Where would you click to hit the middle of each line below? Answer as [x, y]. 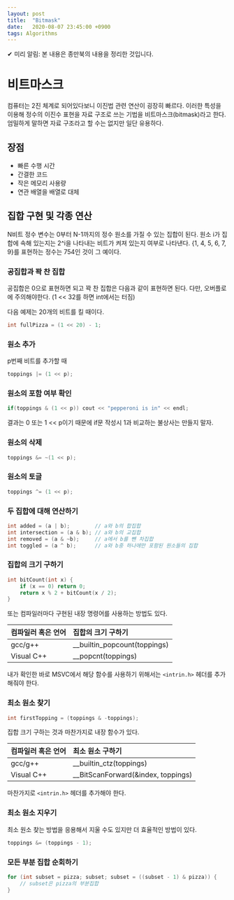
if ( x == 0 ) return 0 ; [53, 586]
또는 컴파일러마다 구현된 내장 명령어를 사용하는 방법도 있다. [87, 614]
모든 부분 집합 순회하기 [43, 862]
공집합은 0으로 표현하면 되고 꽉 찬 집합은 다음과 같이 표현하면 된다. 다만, [105, 289]
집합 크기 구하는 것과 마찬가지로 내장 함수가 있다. [73, 732]
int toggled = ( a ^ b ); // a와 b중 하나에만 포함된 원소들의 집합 [103, 546]
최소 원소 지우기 [32, 813]
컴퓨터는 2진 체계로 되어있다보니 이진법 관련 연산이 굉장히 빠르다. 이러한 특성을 [114, 106]
